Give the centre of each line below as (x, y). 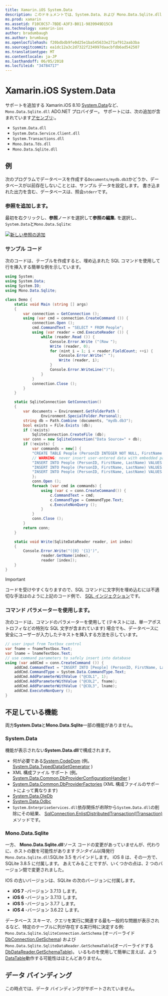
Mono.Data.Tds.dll (31, 144)
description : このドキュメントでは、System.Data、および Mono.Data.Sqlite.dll (83, 15)
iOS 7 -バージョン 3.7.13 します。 (46, 891)
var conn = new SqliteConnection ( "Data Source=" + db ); (82, 440)
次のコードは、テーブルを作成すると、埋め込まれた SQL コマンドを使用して (83, 261)
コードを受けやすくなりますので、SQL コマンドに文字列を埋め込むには (78, 590)
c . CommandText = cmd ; (72, 495)
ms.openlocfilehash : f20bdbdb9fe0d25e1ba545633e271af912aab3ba (72, 43)
